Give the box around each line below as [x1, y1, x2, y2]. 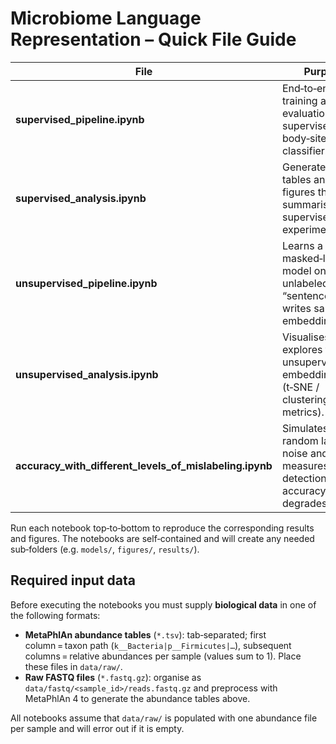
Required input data [10, 572, 136, 589]
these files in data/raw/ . [24, 660, 123, 672]
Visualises [281, 330, 330, 344]
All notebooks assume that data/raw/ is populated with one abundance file [10, 712, 318, 724]
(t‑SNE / [281, 380, 320, 394]
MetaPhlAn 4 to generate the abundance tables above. [24, 692, 251, 704]
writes [281, 301, 312, 315]
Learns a [281, 238, 323, 252]
